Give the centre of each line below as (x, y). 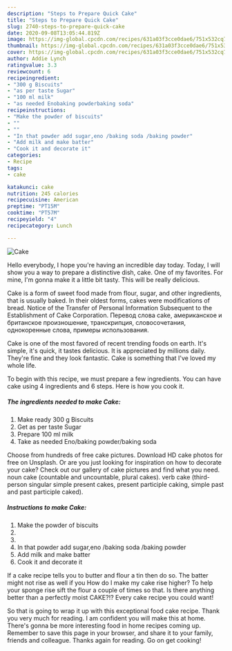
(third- (201, 477)
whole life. (22, 365)
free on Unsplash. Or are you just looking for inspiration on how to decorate (115, 462)
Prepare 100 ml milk (45, 434)
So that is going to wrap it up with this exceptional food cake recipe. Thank (113, 611)
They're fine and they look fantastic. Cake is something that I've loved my (112, 358)
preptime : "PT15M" (33, 206)
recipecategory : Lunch (40, 226)
